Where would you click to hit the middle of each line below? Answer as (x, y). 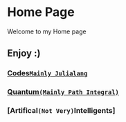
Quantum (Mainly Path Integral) (63, 92)
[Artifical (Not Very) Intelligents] (61, 111)
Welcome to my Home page (47, 31)
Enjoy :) (24, 53)
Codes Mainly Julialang (47, 73)
